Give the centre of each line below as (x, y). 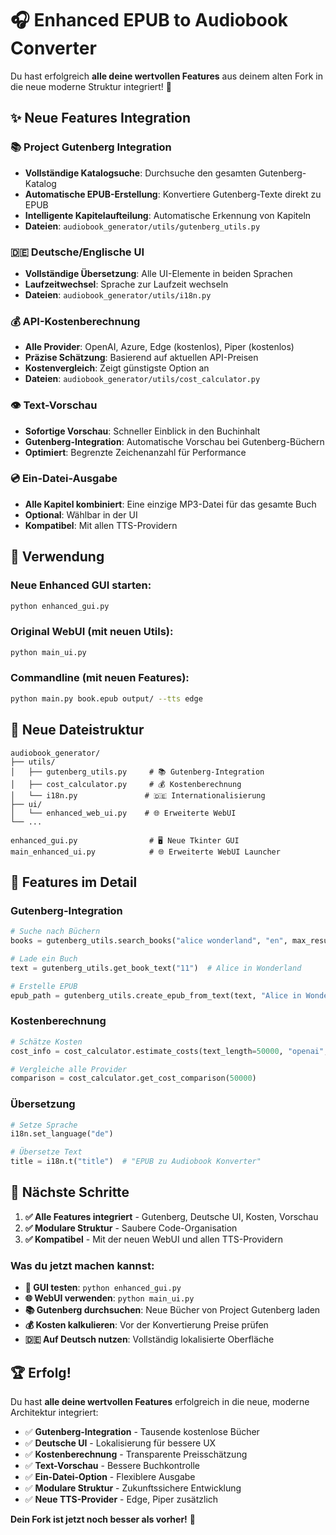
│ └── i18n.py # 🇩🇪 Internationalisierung (138, 795)
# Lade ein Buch (44, 958)
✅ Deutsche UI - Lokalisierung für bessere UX (120, 1443)
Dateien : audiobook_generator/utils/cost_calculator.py (142, 379)
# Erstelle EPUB (44, 986)
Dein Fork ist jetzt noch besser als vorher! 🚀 (103, 1519)
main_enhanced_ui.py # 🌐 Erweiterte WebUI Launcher (145, 852)
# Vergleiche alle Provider (69, 1069)
